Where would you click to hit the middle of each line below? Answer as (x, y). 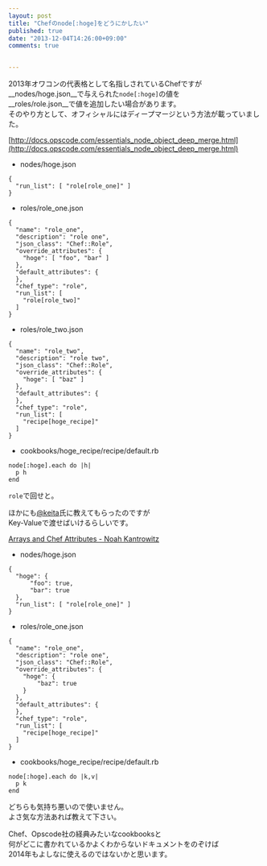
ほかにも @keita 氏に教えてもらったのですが (79, 513)
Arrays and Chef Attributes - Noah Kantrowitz (84, 539)
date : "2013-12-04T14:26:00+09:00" (68, 38)
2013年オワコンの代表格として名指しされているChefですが (105, 84)
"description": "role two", (63, 358)
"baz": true (58, 684)
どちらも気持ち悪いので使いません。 (68, 807)
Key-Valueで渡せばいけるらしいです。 (70, 523)
